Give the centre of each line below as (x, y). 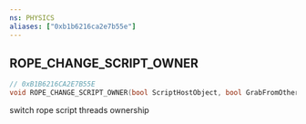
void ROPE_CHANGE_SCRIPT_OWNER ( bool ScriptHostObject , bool (126, 93)
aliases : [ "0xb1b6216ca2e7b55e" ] (73, 26)
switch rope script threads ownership (80, 110)
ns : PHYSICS (32, 18)
